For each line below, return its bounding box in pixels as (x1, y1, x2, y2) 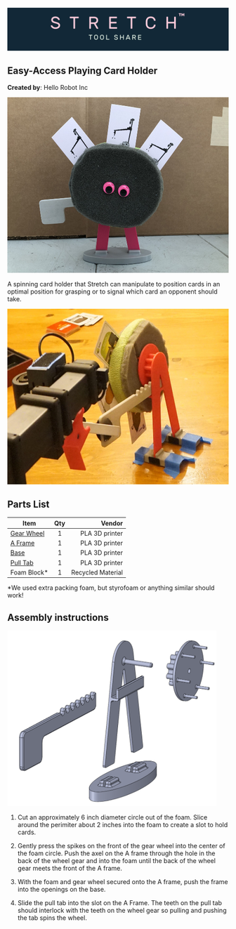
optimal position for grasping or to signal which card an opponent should (7, 287, 218, 296)
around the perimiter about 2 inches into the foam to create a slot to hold (17, 821, 228, 829)
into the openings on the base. (17, 885, 106, 894)
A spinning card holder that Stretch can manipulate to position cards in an (7, 280, 221, 289)
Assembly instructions (7, 612, 109, 624)
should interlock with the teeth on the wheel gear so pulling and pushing (17, 907, 227, 915)
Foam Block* (10, 568, 48, 576)
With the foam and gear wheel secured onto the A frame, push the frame (17, 878, 228, 886)
